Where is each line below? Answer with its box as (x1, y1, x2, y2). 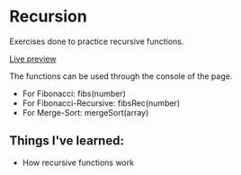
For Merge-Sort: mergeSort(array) (22, 107, 149, 118)
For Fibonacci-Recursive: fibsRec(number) (22, 97, 181, 109)
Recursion (9, 6, 87, 27)
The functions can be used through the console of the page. (9, 70, 233, 82)
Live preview (9, 53, 57, 64)
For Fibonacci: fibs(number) (22, 88, 126, 99)
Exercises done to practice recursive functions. (9, 36, 184, 47)
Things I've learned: (9, 133, 124, 149)
